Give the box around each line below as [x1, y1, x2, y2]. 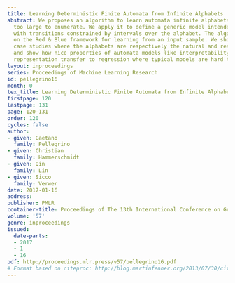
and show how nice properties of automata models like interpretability [13, 50, 230, 57]
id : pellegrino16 [7, 75, 58, 83]
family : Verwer [13, 180, 58, 187]
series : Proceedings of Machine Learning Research [7, 69, 158, 76]
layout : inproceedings [7, 62, 73, 70]
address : [7, 193, 33, 200]
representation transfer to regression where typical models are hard [13, 56, 224, 63]
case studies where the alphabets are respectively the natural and [13, 43, 218, 50]
